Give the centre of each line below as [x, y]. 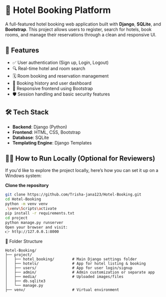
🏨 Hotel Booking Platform [58, 10]
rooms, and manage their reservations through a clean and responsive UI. [81, 34]
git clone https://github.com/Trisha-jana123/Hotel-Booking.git [73, 194]
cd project [16, 218]
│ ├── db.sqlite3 [25, 281]
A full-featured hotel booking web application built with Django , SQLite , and [83, 24]
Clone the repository [27, 185]
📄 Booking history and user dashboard [52, 83]
